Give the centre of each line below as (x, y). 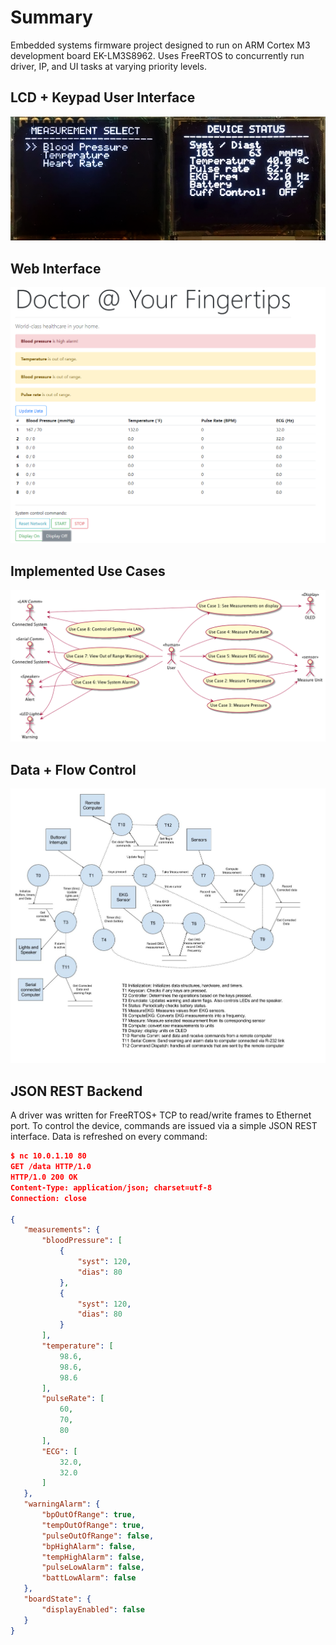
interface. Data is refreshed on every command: (109, 1137)
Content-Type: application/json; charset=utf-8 (111, 1187)
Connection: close (48, 1198)
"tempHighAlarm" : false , (93, 1557)
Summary (51, 17)
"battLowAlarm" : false (89, 1578)
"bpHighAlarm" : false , (89, 1546)
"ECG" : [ (59, 1451)
